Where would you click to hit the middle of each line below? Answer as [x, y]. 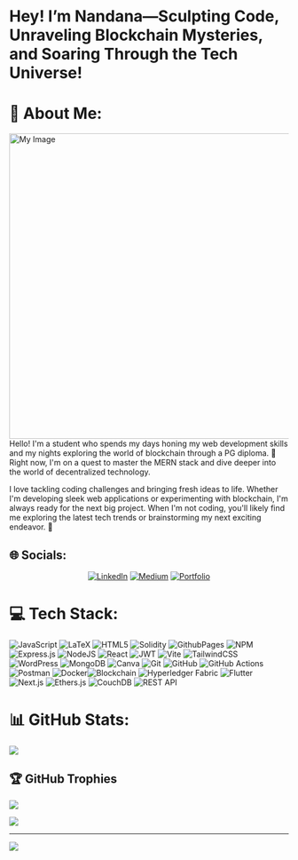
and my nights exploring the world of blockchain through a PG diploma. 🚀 [143, 453]
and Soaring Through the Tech [124, 54]
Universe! [46, 73]
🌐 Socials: [38, 555]
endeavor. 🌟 [31, 527]
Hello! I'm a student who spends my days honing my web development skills [149, 444]
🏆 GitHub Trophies [63, 779]
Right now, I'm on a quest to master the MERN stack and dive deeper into [143, 463]
